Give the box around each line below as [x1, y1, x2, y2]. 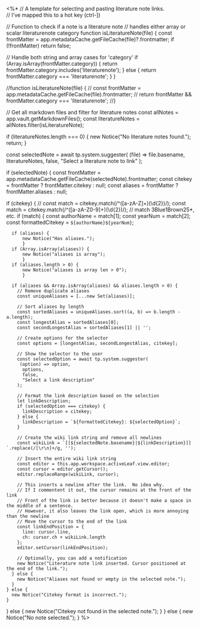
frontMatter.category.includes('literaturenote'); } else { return [6, 66, 157, 74]
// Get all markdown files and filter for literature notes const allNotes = [6, 109, 179, 116]
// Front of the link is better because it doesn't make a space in [17, 498, 192, 504]
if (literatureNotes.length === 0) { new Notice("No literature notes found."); [6, 133, 192, 140]
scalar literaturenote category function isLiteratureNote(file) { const [6, 29, 172, 37]
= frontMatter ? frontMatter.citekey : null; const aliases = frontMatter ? [6, 182, 178, 189]
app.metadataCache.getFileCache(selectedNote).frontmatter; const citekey [6, 175, 193, 182]
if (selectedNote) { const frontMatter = [6, 169, 101, 176]
